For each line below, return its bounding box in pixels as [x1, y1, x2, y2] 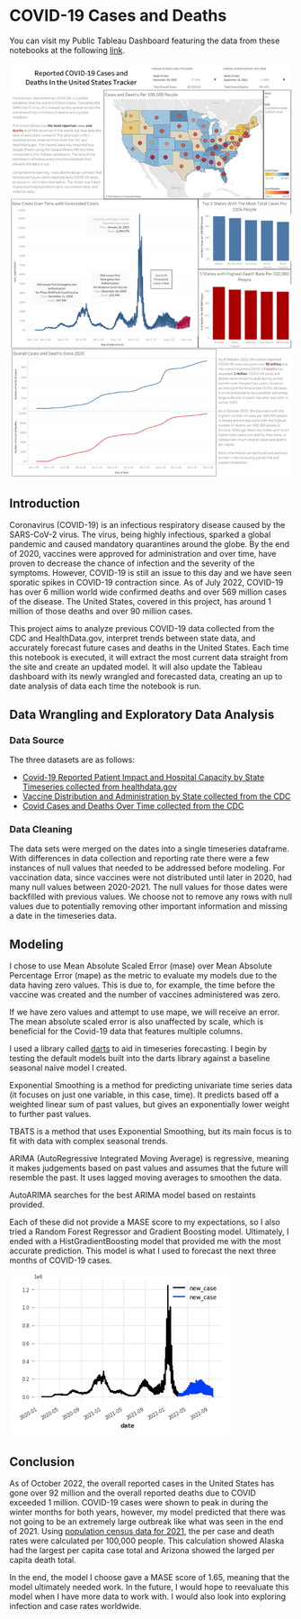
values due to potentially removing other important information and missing [9, 901, 288, 912]
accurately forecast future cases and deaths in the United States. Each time [9, 642, 289, 653]
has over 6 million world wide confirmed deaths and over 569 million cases [9, 587, 288, 597]
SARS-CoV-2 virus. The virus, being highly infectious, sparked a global [9, 529, 271, 541]
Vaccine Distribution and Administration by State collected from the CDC [22, 791, 291, 802]
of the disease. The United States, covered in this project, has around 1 [9, 596, 271, 607]
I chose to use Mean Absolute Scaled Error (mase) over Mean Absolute [9, 960, 272, 971]
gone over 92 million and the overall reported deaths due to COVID [9, 1487, 256, 1498]
